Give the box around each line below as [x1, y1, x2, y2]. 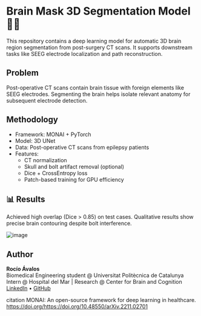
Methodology [6, 114, 59, 125]
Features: [15, 150, 39, 157]
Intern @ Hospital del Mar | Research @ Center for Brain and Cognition [6, 278, 183, 286]
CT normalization [24, 156, 68, 163]
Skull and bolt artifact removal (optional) [24, 163, 125, 170]
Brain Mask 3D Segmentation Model [6, 4, 191, 18]
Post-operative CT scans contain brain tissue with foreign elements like [6, 84, 185, 91]
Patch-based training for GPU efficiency [24, 176, 124, 183]
